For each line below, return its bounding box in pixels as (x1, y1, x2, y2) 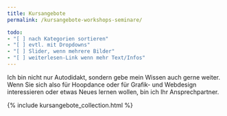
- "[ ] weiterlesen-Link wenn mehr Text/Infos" (7, 54, 146, 62)
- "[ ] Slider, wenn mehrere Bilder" (7, 48, 115, 55)
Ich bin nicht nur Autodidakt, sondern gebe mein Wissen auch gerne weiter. (7, 73, 221, 81)
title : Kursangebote (7, 10, 67, 17)
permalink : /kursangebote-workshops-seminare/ (7, 16, 143, 23)
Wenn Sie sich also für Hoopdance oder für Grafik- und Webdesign (7, 80, 197, 89)
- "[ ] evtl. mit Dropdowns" (7, 42, 91, 49)
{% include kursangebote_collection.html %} (7, 101, 134, 109)
